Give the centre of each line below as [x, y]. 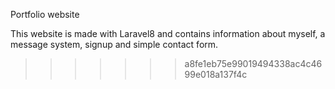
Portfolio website [45, 14]
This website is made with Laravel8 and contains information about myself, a [168, 33]
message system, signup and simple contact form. [114, 44]
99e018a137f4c [216, 74]
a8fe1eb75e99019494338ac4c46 [253, 63]
